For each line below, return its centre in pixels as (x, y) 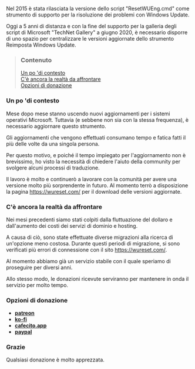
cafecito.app (31, 325)
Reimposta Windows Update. (41, 45)
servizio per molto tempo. (37, 285)
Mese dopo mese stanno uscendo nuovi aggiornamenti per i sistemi (88, 114)
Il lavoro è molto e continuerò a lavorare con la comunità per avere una (92, 179)
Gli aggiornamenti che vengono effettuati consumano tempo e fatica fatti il (96, 137)
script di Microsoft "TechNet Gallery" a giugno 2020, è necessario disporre (97, 32)
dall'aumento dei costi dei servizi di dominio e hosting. (72, 225)
